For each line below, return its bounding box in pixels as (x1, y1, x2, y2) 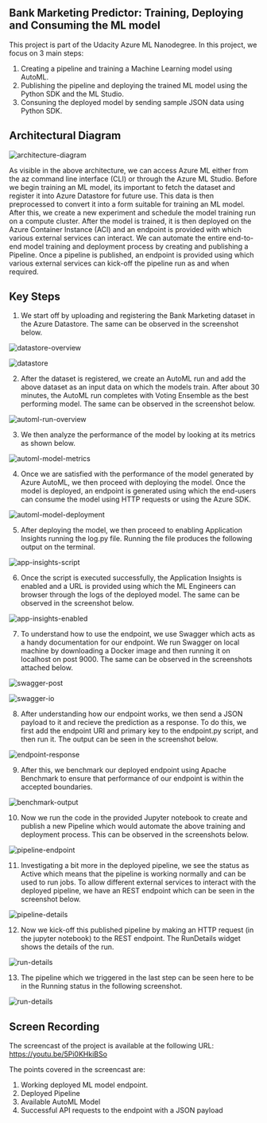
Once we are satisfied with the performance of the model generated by (20, 469, 253, 479)
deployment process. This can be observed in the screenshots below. (20, 830, 249, 839)
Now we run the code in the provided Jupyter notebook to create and (20, 813, 248, 823)
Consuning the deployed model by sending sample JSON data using (20, 97, 245, 106)
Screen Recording (9, 1020, 100, 1033)
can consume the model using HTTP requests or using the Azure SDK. (20, 494, 251, 504)
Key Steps (9, 290, 60, 304)
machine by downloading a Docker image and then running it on (20, 646, 231, 656)
